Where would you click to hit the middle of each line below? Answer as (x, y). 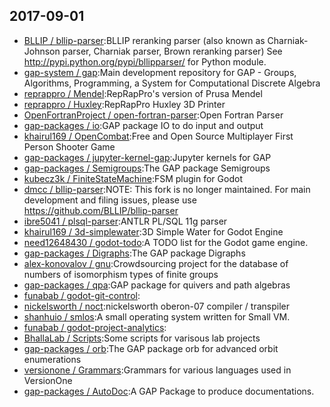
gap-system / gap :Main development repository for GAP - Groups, (160, 72)
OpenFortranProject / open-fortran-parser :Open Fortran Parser (153, 115)
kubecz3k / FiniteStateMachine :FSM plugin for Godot (133, 178)
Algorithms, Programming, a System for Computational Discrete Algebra (172, 83)
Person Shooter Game (69, 146)
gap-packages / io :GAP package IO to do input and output (143, 125)
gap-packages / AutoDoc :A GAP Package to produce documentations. (169, 391)
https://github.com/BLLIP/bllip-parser (101, 210)
